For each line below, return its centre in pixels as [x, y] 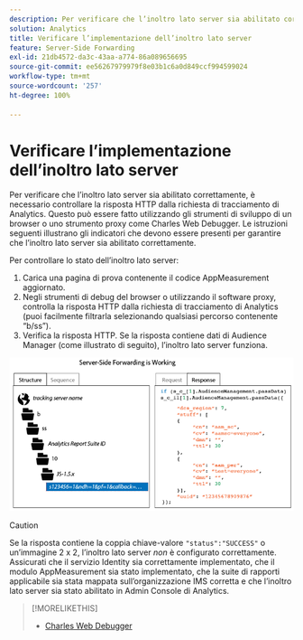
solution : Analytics [48, 28]
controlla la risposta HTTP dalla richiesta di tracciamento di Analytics [150, 306]
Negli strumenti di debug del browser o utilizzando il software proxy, [149, 297]
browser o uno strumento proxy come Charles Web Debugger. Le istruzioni [149, 224]
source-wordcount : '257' [56, 86]
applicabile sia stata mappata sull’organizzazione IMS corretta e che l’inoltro [151, 581]
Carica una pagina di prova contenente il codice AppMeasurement [146, 278]
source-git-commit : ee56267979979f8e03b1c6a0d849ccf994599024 [129, 67]
